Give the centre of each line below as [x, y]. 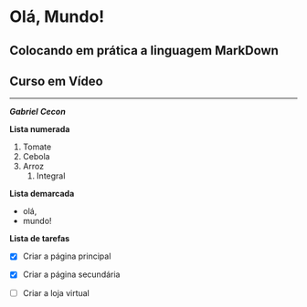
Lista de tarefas [40, 239]
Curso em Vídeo [56, 81]
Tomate [37, 147]
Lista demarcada [42, 194]
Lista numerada [40, 129]
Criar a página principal [67, 256]
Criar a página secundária [71, 274]
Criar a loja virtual [56, 292]
